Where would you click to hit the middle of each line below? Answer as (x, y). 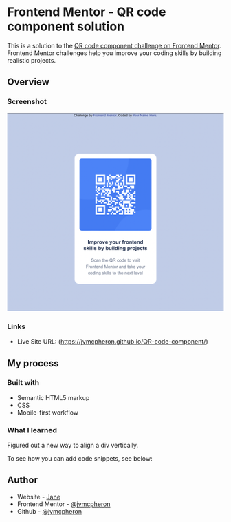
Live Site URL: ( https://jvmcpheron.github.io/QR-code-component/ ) (112, 342)
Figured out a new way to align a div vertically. (73, 446)
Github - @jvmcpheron (49, 511)
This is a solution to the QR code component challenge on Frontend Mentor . (114, 45)
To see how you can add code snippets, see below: (80, 459)
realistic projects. (32, 60)
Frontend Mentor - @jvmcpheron (64, 504)
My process (33, 363)
